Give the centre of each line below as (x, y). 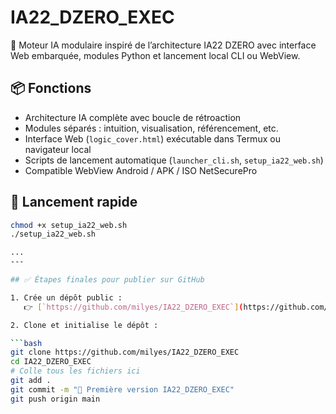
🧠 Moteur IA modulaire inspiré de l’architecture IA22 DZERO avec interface (163, 45)
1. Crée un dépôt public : (66, 297)
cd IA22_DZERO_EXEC (51, 362)
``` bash (26, 343)
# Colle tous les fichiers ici (75, 371)
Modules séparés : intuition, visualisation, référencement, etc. (151, 128)
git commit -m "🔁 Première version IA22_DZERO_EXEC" (122, 389)
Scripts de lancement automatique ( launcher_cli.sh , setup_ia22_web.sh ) (174, 160)
